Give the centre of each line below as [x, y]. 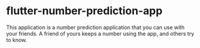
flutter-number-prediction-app [84, 11]
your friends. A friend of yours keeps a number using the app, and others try [100, 33]
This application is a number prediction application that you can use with [96, 27]
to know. [17, 40]
